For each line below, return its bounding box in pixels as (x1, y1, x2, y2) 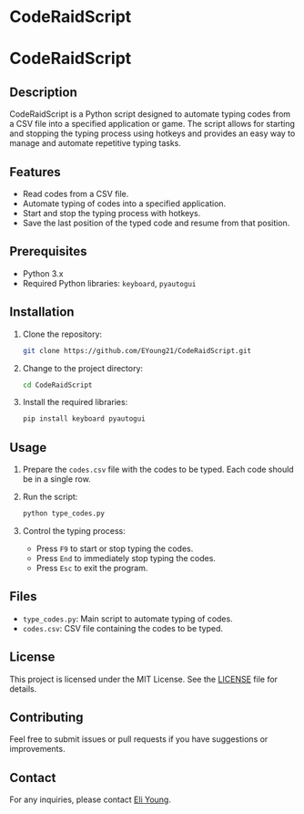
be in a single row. (22, 474, 91, 485)
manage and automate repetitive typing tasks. (9, 138, 182, 149)
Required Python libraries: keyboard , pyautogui (22, 277, 197, 288)
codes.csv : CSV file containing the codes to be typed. (22, 622, 224, 633)
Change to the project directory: (22, 362, 144, 373)
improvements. (9, 744, 66, 755)
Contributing (9, 709, 84, 725)
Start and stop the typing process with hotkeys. (22, 208, 201, 218)
